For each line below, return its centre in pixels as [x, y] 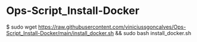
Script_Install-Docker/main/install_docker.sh [60, 33]
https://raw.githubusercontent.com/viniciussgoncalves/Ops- [112, 27]
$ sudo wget [22, 27]
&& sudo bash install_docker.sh [153, 33]
